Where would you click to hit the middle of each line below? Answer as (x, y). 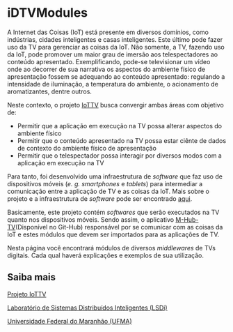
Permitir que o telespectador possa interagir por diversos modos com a (120, 156)
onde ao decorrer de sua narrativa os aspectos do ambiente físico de (106, 69)
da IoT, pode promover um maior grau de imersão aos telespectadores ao (112, 54)
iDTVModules (48, 13)
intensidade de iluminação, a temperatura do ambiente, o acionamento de (113, 84)
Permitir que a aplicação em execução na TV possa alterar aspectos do (120, 126)
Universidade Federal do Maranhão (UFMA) (70, 321)
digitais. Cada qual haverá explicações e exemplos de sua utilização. (105, 255)
